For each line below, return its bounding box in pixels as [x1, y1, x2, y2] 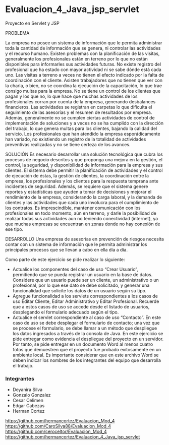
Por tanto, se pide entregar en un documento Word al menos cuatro [12, 341, 153, 347]
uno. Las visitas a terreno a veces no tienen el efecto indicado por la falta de [5, 72, 164, 78]
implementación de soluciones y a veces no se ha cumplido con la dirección [5, 120, 164, 126]
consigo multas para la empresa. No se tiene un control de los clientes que [5, 88, 160, 94]
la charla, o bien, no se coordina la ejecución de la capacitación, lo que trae [5, 82, 162, 89]
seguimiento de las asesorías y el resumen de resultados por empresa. [5, 109, 152, 115]
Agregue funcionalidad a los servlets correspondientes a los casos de [12, 293, 158, 299]
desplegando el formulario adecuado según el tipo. [12, 309, 119, 315]
